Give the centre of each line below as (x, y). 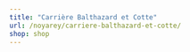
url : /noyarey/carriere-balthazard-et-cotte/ (95, 26)
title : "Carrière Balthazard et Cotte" (83, 17)
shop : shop (29, 33)
